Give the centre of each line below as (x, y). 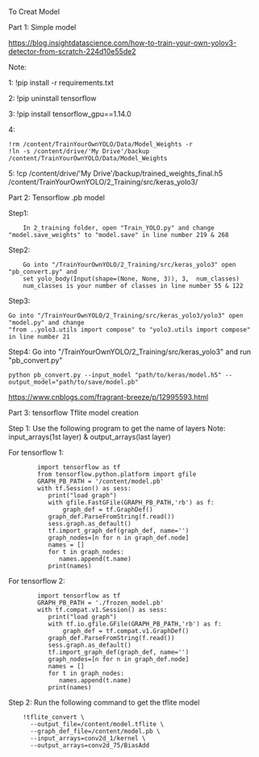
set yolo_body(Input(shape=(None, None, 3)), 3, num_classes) (132, 279)
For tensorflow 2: (37, 581)
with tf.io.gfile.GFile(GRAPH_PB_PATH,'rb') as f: (135, 624)
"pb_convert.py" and (43, 272)
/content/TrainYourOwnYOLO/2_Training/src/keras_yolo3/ (103, 182)
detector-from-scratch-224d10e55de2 (72, 51)
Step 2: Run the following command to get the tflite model (104, 702)
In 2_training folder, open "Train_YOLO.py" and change (119, 228)
